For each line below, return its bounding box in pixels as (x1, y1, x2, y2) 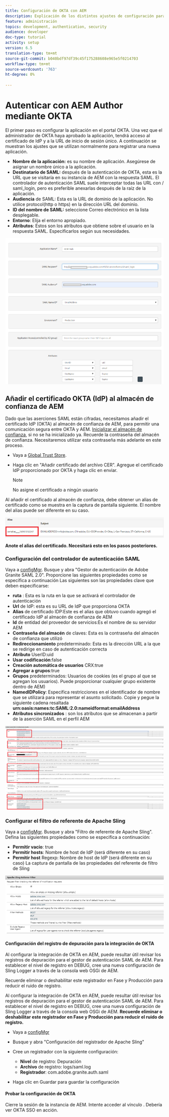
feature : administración (5, 19, 57, 24)
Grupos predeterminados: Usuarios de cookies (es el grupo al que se (12, 673, 156, 679)
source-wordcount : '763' (5, 67, 57, 72)
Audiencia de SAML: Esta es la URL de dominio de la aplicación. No (12, 196, 153, 202)
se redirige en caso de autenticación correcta (12, 646, 107, 652)
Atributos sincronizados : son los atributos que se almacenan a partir (12, 711, 157, 717)
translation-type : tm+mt (5, 50, 57, 56)
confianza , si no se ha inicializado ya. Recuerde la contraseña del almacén (5, 432, 159, 438)
